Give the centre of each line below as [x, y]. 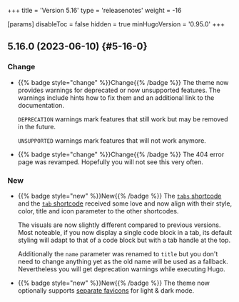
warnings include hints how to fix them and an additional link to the [116, 97]
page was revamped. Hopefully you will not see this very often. [110, 162]
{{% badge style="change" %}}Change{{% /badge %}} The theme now [123, 82]
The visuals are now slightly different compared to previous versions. [119, 225]
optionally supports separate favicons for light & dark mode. [106, 290]
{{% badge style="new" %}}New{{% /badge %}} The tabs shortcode [119, 196]
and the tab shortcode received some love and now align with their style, [125, 203]
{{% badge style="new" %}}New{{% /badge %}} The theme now [114, 283]
